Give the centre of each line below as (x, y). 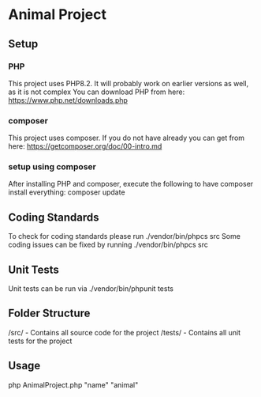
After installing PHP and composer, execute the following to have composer (131, 184)
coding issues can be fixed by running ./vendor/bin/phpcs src (108, 245)
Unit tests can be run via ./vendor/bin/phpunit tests (91, 289)
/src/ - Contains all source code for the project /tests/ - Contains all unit (125, 332)
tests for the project (40, 341)
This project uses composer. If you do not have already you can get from (127, 138)
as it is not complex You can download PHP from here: (97, 92)
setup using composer (52, 167)
